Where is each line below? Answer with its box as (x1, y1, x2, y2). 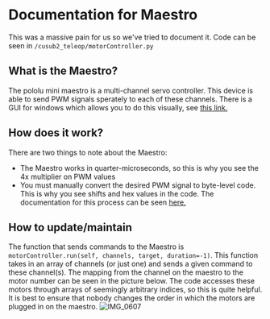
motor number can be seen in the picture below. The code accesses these (8, 276, 255, 286)
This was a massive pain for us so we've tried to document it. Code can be (8, 32, 256, 42)
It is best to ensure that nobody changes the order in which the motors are (8, 293, 255, 303)
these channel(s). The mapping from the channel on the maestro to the (8, 267, 244, 277)
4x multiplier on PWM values (19, 172, 116, 181)
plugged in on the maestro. (8, 302, 98, 312)
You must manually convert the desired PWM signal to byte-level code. (19, 180, 256, 190)
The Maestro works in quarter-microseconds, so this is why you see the (19, 163, 260, 172)
